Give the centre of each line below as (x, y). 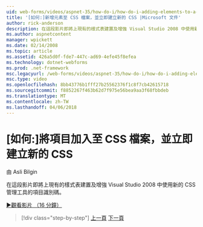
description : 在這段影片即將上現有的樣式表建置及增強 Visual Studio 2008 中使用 (100, 29)
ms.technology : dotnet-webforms (47, 62)
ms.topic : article (29, 51)
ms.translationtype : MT (36, 96)
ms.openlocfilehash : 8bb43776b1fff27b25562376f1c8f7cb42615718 (88, 85)
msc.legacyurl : (25, 74)
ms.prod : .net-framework (37, 68)
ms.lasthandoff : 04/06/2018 (42, 107)
